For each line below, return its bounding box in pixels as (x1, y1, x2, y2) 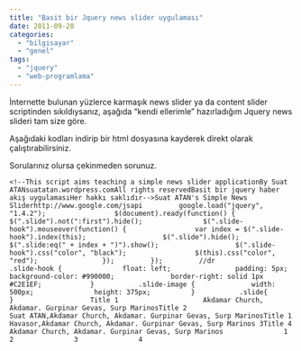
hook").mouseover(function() (9, 224, 119, 234)
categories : (9, 30, 54, 39)
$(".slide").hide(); (162, 232, 241, 241)
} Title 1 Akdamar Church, (9, 295, 264, 304)
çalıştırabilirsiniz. (9, 142, 72, 153)
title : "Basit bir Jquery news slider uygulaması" (9, 13, 204, 22)
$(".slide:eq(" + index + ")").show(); (9, 240, 160, 249)
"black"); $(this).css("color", (89, 248, 277, 257)
